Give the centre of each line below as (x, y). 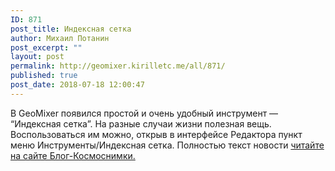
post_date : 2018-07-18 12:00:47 (77, 85)
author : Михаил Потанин (60, 38)
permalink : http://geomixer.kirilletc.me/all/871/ (118, 66)
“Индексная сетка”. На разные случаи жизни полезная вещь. (141, 123)
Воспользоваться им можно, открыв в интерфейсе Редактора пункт (156, 134)
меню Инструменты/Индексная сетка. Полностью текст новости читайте (167, 145)
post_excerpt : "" (46, 47)
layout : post (37, 57)
